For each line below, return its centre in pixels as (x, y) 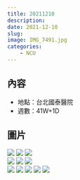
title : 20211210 (31, 14)
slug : (15, 34)
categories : (25, 47)
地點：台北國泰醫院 (45, 102)
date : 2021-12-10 (33, 27)
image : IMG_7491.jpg (38, 40)
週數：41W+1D (38, 111)
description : (26, 20)
